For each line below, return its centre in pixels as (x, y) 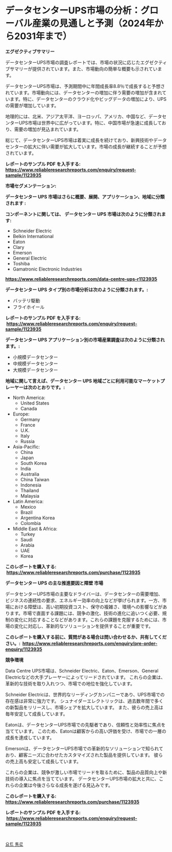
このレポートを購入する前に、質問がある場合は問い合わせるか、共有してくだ (86, 637)
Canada (29, 408)
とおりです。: (51, 387)
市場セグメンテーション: (31, 186)
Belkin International (33, 236)
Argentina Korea (37, 518)
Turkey (28, 534)
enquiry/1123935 (24, 649)
